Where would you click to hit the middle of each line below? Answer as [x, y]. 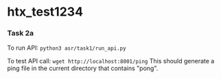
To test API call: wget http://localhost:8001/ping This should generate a [111, 61]
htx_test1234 [45, 12]
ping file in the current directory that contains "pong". [83, 68]
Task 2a [21, 33]
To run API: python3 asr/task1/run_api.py [67, 48]
